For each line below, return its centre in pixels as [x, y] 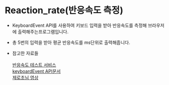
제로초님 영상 [25, 77]
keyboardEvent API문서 [36, 71]
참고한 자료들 [25, 53]
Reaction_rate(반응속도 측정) [64, 10]
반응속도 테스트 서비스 [34, 65]
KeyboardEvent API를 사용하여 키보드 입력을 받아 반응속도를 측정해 [79, 25]
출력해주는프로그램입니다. [43, 31]
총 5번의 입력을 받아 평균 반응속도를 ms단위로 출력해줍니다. [71, 42]
